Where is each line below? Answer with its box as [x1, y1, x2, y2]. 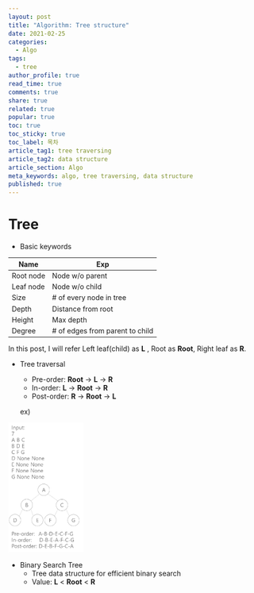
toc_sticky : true [8, 130, 66, 138]
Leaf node [11, 282, 45, 291]
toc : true [8, 121, 41, 130]
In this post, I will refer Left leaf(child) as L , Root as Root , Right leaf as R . [8, 344, 247, 353]
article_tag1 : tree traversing [8, 147, 112, 155]
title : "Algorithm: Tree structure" [8, 21, 129, 29]
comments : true [8, 88, 59, 96]
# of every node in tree [52, 293, 127, 302]
